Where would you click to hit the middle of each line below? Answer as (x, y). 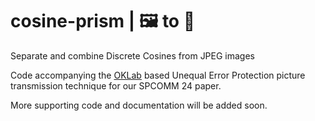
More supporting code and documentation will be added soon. (139, 105)
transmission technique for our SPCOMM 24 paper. (116, 85)
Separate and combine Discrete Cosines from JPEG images (133, 55)
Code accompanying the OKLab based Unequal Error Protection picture (158, 75)
